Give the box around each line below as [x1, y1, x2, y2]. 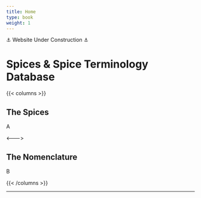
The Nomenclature [6, 152, 78, 162]
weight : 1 [6, 20, 31, 26]
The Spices [6, 107, 49, 117]
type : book [6, 14, 33, 20]
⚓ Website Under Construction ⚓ [6, 36, 89, 44]
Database [6, 70, 55, 84]
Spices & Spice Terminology [6, 57, 148, 71]
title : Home [6, 8, 36, 15]
